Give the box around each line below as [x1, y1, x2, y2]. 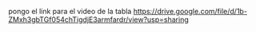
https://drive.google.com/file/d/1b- [133, 7, 248, 16]
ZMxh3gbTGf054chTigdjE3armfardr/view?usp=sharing [8, 15, 190, 24]
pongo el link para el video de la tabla [8, 7, 132, 16]
